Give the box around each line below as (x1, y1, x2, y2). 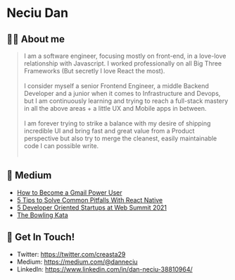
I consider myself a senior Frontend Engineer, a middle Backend (23, 82, 209, 90)
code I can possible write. (23, 142, 99, 150)
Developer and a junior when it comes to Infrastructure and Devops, (23, 90, 221, 97)
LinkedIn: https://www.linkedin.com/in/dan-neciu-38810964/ (16, 264, 193, 273)
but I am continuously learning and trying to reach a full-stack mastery (23, 97, 229, 105)
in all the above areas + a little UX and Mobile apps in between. (23, 104, 207, 112)
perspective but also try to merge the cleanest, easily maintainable (23, 134, 217, 142)
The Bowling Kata (16, 210, 68, 219)
